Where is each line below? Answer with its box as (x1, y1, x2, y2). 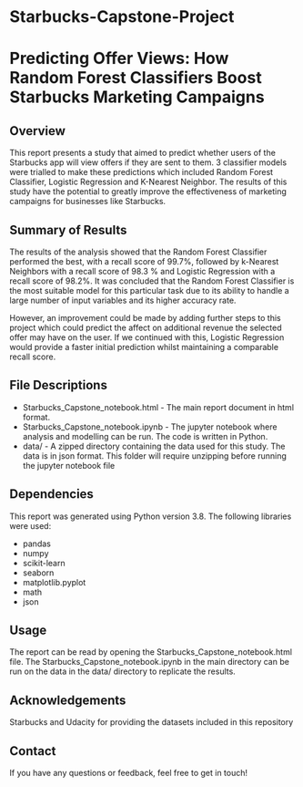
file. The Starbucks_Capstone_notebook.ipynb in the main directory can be (9, 657, 289, 668)
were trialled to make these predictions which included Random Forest (9, 167, 274, 178)
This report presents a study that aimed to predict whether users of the (9, 148, 276, 159)
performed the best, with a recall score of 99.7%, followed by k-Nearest (9, 256, 279, 266)
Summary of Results (9, 222, 127, 238)
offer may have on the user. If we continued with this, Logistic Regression (9, 332, 285, 343)
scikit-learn (22, 557, 66, 568)
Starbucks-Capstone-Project (9, 6, 235, 27)
